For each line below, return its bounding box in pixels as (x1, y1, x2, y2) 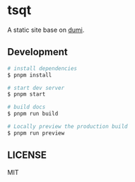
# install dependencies (7, 64, 78, 72)
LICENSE (7, 149, 47, 161)
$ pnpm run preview (7, 130, 65, 137)
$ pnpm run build (7, 110, 59, 118)
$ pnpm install (7, 72, 52, 79)
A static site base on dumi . (7, 25, 85, 34)
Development (7, 46, 69, 58)
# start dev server (7, 84, 65, 91)
